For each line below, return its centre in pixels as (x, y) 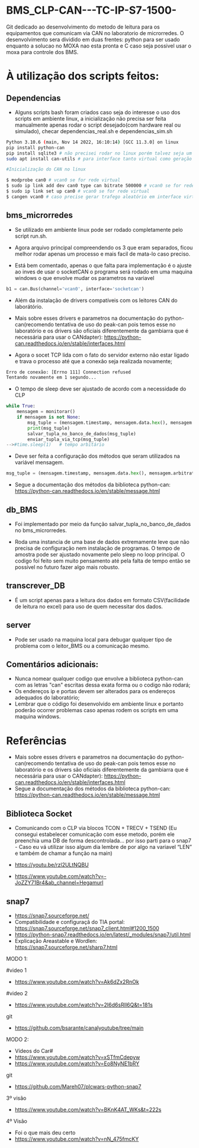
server (19, 625)
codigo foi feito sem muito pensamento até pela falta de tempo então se (102, 561)
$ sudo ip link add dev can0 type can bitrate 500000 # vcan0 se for (94, 186)
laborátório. (29, 306)
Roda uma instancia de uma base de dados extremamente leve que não (102, 542)
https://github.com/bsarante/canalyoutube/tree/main (79, 1028)
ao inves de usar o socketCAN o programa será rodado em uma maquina (103, 272)
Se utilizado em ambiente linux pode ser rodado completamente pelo (99, 229)
